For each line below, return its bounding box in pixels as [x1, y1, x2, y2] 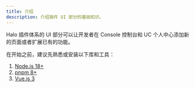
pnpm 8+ [14, 69, 37, 76]
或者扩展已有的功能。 [21, 38, 74, 45]
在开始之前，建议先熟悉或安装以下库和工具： [6, 50, 115, 57]
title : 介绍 [6, 8, 34, 15]
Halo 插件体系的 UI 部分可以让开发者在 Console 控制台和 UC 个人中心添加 [6, 31, 184, 38]
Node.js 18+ [14, 62, 44, 69]
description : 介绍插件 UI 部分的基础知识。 [6, 14, 104, 20]
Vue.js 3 [14, 75, 35, 82]
